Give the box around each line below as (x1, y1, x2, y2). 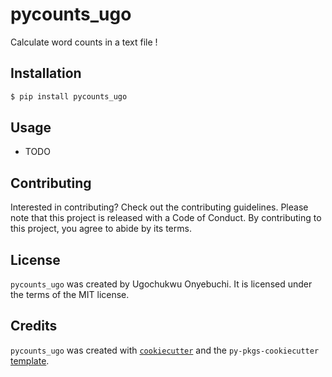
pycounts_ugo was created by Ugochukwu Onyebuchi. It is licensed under (10, 278, 313, 290)
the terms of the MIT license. (10, 289, 130, 301)
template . (10, 354, 50, 367)
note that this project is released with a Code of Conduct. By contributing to (10, 212, 322, 224)
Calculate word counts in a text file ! (10, 36, 158, 48)
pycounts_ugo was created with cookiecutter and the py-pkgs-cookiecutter (10, 344, 320, 356)
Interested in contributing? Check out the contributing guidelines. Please (10, 201, 309, 213)
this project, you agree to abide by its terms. (10, 223, 192, 235)
